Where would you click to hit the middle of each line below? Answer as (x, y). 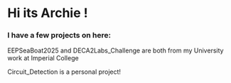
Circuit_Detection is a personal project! (64, 72)
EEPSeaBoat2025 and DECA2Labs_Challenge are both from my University (116, 50)
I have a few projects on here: (59, 35)
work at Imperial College (43, 58)
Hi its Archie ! (48, 13)
